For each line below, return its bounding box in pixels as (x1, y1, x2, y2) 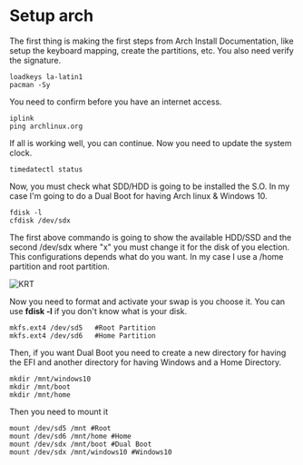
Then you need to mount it (9, 406, 109, 417)
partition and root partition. (9, 261, 111, 272)
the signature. (9, 54, 62, 65)
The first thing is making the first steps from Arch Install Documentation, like (9, 35, 294, 46)
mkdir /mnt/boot (9, 382, 71, 391)
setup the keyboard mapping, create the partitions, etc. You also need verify (9, 45, 295, 55)
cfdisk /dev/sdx (9, 215, 71, 225)
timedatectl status (9, 164, 83, 173)
